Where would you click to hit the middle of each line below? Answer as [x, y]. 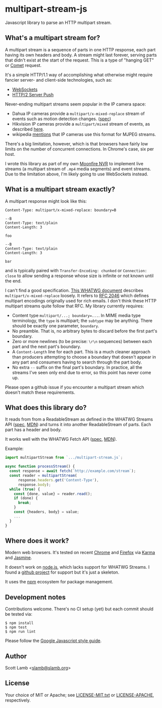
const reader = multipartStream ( [43, 475]
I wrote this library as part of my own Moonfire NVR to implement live [74, 163]
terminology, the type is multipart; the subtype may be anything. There [82, 321]
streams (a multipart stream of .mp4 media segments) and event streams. [78, 169]
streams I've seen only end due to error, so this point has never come [82, 372]
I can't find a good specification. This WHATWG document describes [74, 290]
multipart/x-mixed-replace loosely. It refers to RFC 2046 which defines [77, 295]
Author [16, 656]
